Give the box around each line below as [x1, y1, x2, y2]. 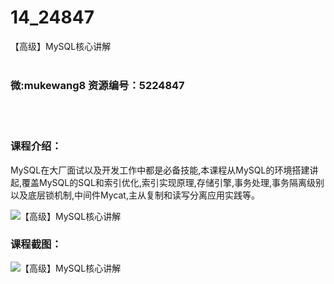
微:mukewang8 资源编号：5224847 [10, 78, 185, 92]
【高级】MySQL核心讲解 [10, 40, 112, 52]
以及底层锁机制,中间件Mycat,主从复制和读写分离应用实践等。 [10, 189, 260, 201]
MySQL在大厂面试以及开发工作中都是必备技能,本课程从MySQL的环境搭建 [10, 164, 310, 176]
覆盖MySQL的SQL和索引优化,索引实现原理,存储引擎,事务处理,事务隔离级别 [21, 176, 325, 188]
